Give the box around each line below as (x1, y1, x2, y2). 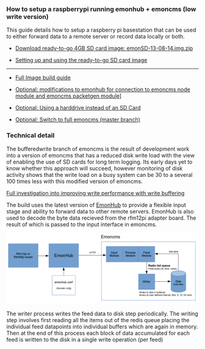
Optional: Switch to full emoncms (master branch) (15, 116, 140, 123)
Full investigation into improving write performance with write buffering (6, 189, 185, 196)
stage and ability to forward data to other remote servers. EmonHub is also (6, 207, 194, 215)
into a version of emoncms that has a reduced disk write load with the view (6, 151, 195, 159)
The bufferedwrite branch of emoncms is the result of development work (6, 145, 190, 153)
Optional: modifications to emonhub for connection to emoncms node (15, 86, 190, 93)
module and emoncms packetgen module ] (15, 92, 122, 99)
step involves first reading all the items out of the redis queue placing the (6, 316, 190, 323)
